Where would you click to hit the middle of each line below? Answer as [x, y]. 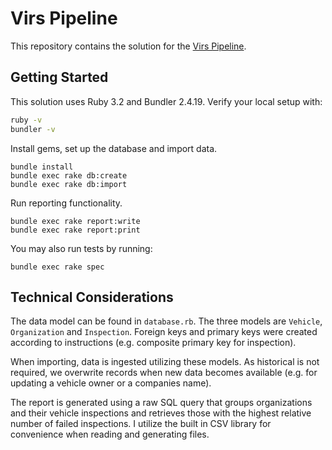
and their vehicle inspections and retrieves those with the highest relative [161, 413]
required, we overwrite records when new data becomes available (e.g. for [164, 373]
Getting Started [59, 77]
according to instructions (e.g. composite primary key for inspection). [153, 343]
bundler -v [33, 129]
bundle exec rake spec [57, 267]
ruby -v [26, 120]
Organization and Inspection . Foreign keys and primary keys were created [164, 332]
